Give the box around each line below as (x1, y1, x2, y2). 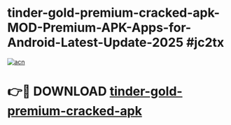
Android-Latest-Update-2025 (7, 35, 184, 50)
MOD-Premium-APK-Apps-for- (7, 20, 192, 36)
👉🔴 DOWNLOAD (7, 84, 107, 99)
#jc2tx (185, 35, 225, 50)
